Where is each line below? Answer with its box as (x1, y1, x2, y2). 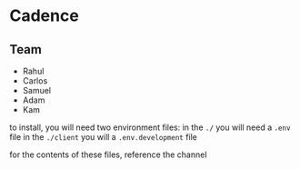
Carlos (22, 75, 48, 86)
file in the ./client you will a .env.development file (9, 132, 198, 142)
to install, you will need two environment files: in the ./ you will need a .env (9, 122, 291, 133)
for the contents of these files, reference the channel (9, 149, 207, 160)
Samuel (22, 85, 52, 95)
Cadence (9, 5, 79, 26)
